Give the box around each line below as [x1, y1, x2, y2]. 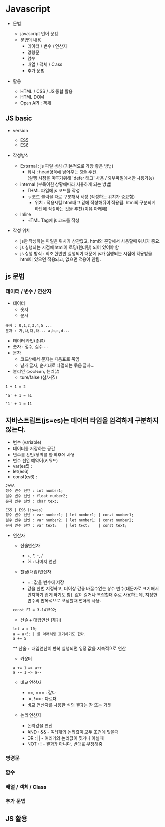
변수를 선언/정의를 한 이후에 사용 [12, 452, 75, 457]
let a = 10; [12, 627, 37, 632]
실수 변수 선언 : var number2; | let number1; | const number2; [5, 518, 134, 523]
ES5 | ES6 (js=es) [5, 508, 43, 513]
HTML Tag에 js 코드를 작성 [27, 217, 80, 223]
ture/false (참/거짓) [20, 374, 58, 380]
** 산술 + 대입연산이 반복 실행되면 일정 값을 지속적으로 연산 [12, 645, 126, 652]
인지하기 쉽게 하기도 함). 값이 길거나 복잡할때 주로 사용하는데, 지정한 [27, 592, 158, 598]
